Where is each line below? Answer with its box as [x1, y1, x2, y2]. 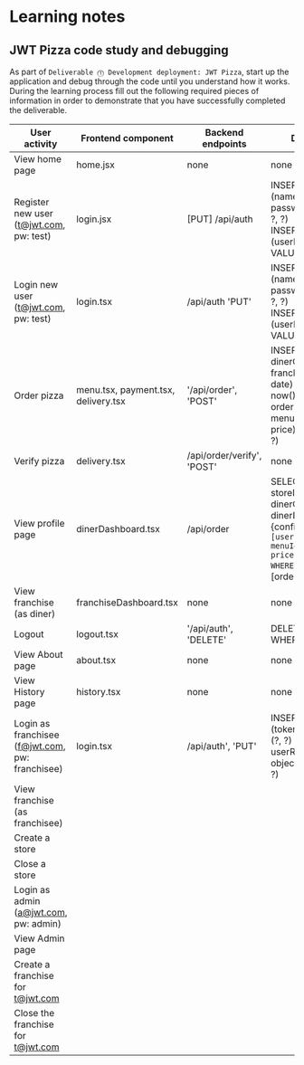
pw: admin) [14, 918, 62, 929]
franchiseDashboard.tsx [76, 596, 178, 608]
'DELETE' [186, 633, 227, 646]
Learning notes [9, 6, 126, 27]
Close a [14, 858, 47, 870]
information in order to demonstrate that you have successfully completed [9, 95, 286, 106]
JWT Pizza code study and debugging [9, 43, 229, 58]
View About [14, 649, 63, 661]
